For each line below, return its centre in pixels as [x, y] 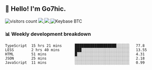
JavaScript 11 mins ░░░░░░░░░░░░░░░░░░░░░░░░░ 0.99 [75, 63]
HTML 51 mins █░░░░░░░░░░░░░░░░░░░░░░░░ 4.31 [75, 54]
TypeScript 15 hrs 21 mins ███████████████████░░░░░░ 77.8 [75, 46]
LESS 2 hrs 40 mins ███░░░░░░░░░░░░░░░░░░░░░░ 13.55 [76, 50]
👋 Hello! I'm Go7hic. [36, 9]
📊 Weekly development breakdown [48, 34]
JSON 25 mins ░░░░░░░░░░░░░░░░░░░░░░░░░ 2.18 [75, 58]
